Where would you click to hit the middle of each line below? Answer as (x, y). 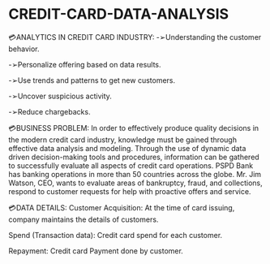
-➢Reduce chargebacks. (49, 111)
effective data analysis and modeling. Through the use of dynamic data (127, 148)
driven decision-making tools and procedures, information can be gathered (134, 157)
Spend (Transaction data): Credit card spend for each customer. (116, 235)
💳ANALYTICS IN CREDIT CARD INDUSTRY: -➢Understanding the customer (135, 37)
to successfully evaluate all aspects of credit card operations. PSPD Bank (131, 165)
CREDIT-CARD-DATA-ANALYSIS (119, 14)
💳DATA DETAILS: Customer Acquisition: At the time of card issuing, (122, 207)
